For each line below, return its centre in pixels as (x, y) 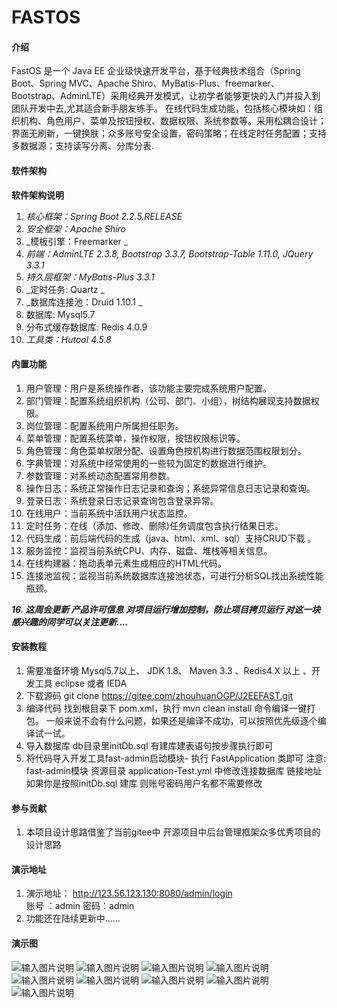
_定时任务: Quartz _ (65, 289)
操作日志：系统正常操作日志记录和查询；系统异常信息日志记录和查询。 (170, 488)
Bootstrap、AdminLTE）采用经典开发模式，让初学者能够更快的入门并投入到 (166, 96)
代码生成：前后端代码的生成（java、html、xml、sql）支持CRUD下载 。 (171, 538)
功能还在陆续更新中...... (73, 918)
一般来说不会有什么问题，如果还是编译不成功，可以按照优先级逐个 (181, 720)
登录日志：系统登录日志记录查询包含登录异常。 (122, 500)
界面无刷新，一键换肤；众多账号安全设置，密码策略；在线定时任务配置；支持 (169, 133)
